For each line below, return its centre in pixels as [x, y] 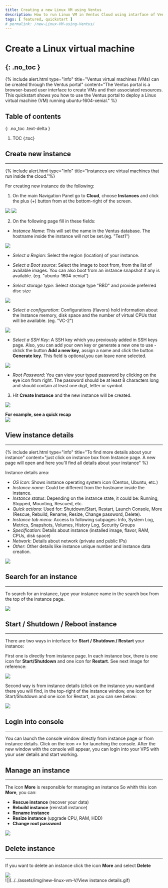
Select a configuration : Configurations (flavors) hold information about [85, 310]
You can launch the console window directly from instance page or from [79, 738]
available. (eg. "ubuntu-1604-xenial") [50, 275]
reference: [16, 667]
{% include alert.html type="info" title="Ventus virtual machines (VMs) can [82, 79]
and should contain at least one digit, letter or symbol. [68, 385]
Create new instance [38, 154]
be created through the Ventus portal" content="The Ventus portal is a [78, 85]
